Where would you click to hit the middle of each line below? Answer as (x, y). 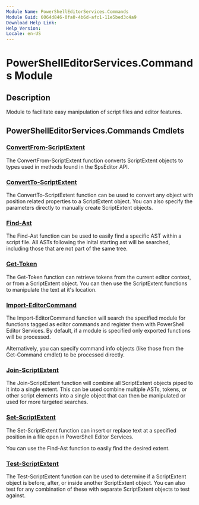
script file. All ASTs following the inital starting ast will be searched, (88, 242)
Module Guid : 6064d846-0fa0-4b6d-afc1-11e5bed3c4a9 (71, 17)
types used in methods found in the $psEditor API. (68, 166)
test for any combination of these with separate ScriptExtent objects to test (98, 489)
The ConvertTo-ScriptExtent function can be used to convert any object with (100, 195)
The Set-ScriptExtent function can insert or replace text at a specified (91, 430)
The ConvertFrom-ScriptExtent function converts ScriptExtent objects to (95, 160)
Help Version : (24, 28)
